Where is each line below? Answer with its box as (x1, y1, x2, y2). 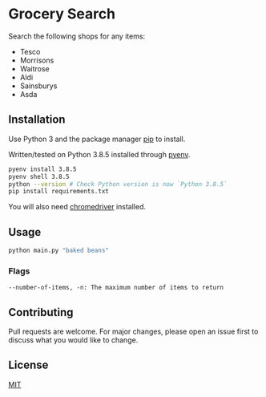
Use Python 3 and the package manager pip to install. (8, 134, 186, 144)
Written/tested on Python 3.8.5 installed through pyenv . (8, 149, 191, 159)
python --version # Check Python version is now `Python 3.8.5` (8, 180, 228, 188)
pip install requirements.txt (8, 188, 110, 196)
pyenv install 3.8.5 (8, 165, 78, 173)
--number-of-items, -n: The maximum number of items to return (8, 284, 224, 292)
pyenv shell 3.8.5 (8, 172, 70, 180)
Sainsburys (19, 81, 58, 91)
